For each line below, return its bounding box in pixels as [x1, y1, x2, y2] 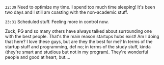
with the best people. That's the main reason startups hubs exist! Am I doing [5, 34, 160, 39]
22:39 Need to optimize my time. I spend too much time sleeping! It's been [5, 4, 156, 10]
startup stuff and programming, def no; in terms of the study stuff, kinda [5, 44, 151, 49]
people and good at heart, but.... [5, 54, 71, 60]
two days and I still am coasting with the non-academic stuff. [5, 9, 129, 15]
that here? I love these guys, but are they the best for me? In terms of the [5, 39, 153, 44]
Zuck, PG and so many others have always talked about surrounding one [5, 28, 152, 34]
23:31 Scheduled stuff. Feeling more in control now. [5, 19, 109, 24]
